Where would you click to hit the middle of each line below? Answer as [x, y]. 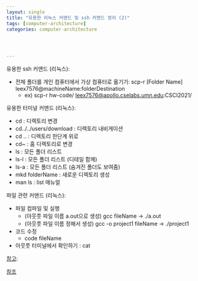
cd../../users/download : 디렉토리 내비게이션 [69, 129]
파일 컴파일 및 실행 [37, 209]
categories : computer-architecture [52, 29]
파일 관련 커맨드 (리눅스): [36, 195]
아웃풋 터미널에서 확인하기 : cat [53, 245]
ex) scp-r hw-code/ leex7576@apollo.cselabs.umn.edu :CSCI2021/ [108, 95]
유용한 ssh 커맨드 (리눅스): [38, 69]
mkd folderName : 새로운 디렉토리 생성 [63, 175]
